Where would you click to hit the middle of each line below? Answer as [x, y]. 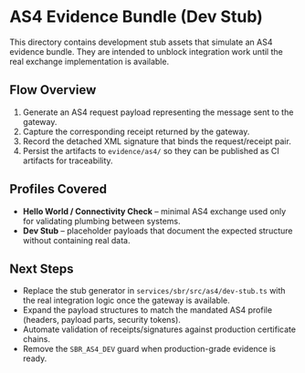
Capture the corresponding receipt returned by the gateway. [136, 131]
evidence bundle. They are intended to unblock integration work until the [146, 51]
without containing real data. [76, 240]
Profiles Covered [58, 189]
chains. [37, 339]
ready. [35, 358]
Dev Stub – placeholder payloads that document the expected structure [158, 231]
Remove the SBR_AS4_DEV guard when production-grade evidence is [149, 349]
